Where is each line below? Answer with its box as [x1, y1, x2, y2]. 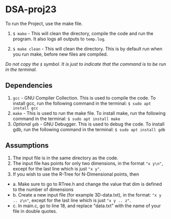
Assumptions [5, 141, 49, 150]
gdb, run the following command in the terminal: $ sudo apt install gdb [12, 126, 165, 132]
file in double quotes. [12, 208, 58, 214]
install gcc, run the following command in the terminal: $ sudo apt [12, 100, 152, 106]
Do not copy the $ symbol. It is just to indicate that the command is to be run [5, 61, 166, 67]
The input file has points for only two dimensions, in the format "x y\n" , [12, 160, 163, 166]
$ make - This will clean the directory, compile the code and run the [12, 30, 154, 36]
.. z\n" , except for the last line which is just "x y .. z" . [12, 197, 131, 203]
